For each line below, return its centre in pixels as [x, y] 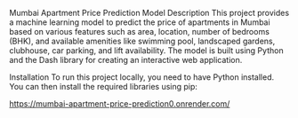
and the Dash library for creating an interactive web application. [126, 60]
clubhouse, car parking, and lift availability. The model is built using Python [146, 51]
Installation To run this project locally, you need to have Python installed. [141, 77]
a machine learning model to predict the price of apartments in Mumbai [140, 22]
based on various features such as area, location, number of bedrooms [139, 31]
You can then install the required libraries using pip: [104, 87]
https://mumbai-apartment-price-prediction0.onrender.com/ [120, 104]
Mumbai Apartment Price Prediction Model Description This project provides [149, 13]
